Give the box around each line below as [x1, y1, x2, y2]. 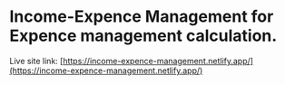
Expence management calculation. [9, 25, 278, 46]
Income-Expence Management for [9, 6, 274, 27]
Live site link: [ [9, 55, 64, 66]
